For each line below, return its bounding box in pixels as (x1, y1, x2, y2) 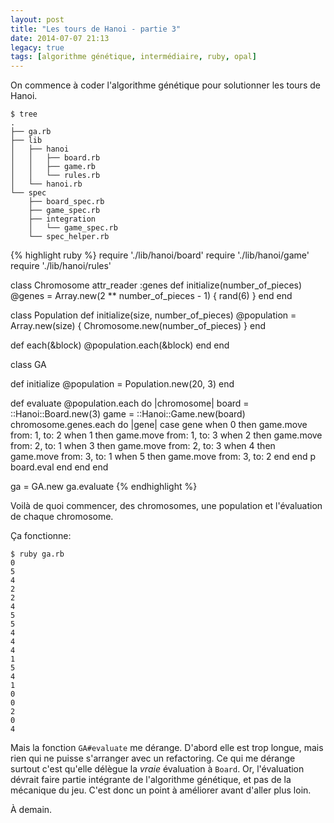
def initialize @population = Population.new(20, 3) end (10, 378, 235, 390)
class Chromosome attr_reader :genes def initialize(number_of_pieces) (10, 279, 303, 291)
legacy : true (10, 42, 65, 53)
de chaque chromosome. (10, 511, 114, 523)
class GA (10, 359, 47, 371)
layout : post (10, 14, 65, 25)
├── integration (28, 214, 97, 225)
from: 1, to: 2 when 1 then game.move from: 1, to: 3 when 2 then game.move (10, 429, 323, 441)
